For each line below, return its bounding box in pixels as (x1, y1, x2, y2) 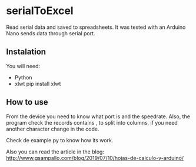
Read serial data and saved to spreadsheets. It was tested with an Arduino (6, 24, 186, 31)
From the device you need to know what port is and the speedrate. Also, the (6, 113, 190, 120)
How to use (6, 97, 48, 107)
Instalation (6, 47, 46, 57)
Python (14, 74, 32, 81)
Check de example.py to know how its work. (6, 136, 114, 143)
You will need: (6, 62, 40, 69)
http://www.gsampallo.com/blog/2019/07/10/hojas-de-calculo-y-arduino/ (6, 154, 184, 161)
